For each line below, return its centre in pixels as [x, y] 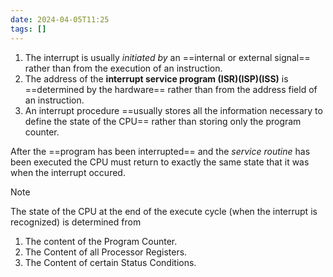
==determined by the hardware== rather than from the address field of [171, 89]
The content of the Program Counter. [101, 241]
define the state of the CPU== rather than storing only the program [163, 121]
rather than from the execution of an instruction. [123, 68]
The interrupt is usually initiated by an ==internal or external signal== [167, 57]
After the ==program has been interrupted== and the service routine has [160, 151]
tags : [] [28, 29]
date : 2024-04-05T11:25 [60, 19]
